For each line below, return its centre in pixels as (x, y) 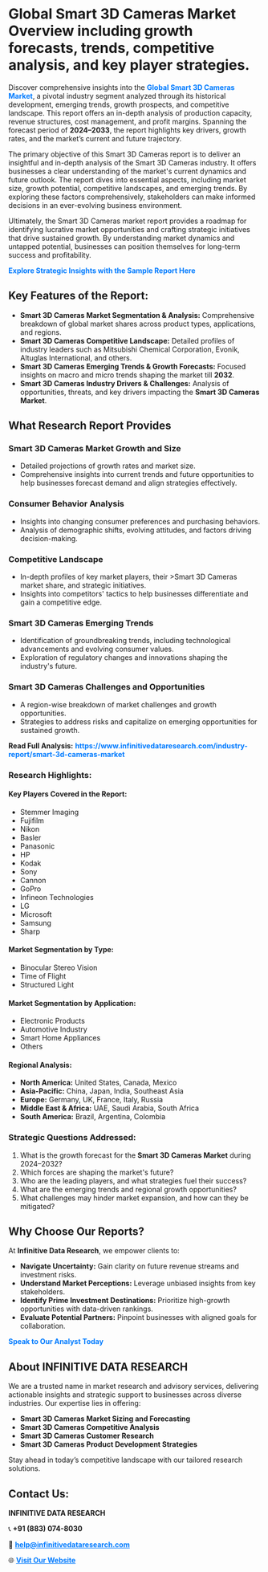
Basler (30, 837)
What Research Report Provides (90, 426)
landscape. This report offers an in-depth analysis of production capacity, (130, 112)
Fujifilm (32, 821)
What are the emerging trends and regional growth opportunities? (128, 1189)
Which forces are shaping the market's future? (97, 1172)
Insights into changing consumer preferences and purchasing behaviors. (140, 521)
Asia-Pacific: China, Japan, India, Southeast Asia (102, 1091)
